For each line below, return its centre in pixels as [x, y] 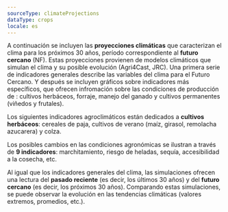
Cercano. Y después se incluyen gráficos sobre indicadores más [98, 82]
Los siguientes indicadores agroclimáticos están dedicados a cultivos [106, 117]
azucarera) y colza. [34, 131]
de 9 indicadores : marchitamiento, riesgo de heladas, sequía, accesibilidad [113, 152]
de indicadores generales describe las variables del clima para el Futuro [109, 75]
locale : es [23, 26]
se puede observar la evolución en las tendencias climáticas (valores [104, 194]
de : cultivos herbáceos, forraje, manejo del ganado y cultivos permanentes [114, 96]
